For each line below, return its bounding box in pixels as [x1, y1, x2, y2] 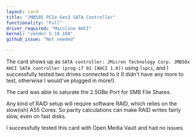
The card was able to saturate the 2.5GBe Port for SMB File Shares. [6, 89, 172, 95]
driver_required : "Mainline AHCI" [6, 25, 92, 32]
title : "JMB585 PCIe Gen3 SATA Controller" [6, 14, 116, 20]
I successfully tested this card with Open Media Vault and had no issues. [6, 124, 185, 131]
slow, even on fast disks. [6, 113, 67, 120]
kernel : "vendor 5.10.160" [6, 31, 73, 37]
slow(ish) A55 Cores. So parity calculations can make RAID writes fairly [6, 107, 181, 113]
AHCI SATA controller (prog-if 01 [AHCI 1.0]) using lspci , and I [6, 64, 169, 71]
